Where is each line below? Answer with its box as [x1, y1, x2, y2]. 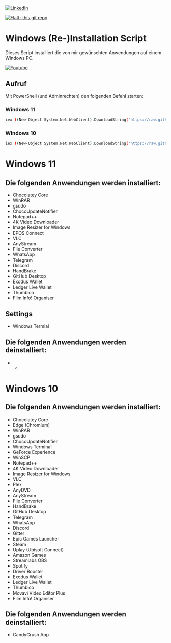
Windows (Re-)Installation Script [5, 33, 147, 44]
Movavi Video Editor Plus [12, 589, 65, 596]
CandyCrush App [12, 631, 49, 637]
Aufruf [5, 80, 27, 88]
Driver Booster [12, 568, 43, 574]
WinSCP [12, 454, 31, 460]
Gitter [12, 530, 25, 536]
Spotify [12, 562, 28, 569]
